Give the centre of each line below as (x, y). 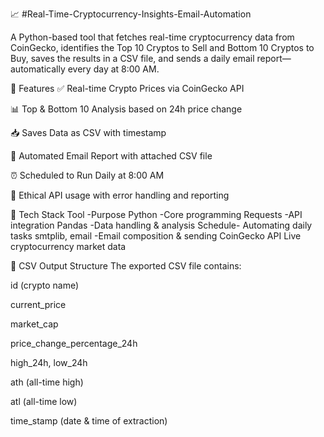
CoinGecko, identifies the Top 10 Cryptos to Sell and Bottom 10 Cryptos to (162, 47)
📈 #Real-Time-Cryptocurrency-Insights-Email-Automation (131, 14)
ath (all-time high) (47, 382)
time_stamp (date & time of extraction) (89, 421)
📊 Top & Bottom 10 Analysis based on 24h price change (126, 109)
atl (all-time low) (44, 401)
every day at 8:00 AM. (113, 69)
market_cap (34, 324)
